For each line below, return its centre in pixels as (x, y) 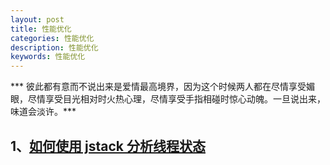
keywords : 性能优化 (48, 57)
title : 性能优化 (41, 29)
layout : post (37, 19)
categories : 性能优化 (52, 38)
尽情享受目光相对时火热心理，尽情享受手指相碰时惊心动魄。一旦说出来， (176, 99)
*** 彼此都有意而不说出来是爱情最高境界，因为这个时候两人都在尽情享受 (158, 87)
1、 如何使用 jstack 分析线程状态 (108, 146)
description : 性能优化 (54, 47)
